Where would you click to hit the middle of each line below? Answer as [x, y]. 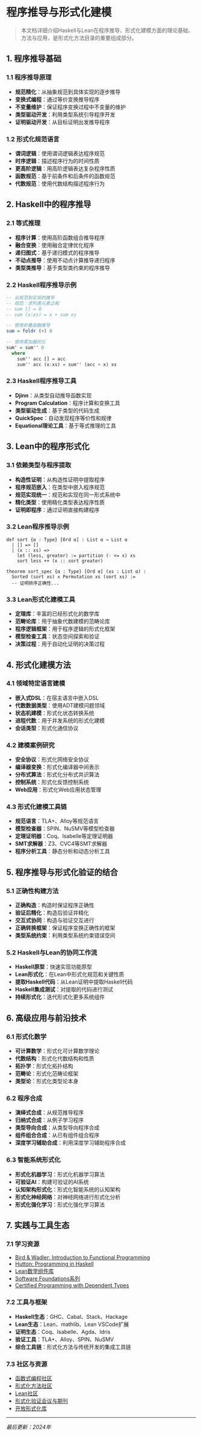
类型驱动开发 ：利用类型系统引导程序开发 [65, 114]
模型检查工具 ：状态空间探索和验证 [57, 636]
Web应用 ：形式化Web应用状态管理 [58, 790]
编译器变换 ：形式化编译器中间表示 [57, 767]
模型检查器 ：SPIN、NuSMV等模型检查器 [65, 829]
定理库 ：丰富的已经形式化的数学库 [57, 614]
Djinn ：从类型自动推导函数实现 [53, 395]
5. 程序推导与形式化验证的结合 [62, 872]
